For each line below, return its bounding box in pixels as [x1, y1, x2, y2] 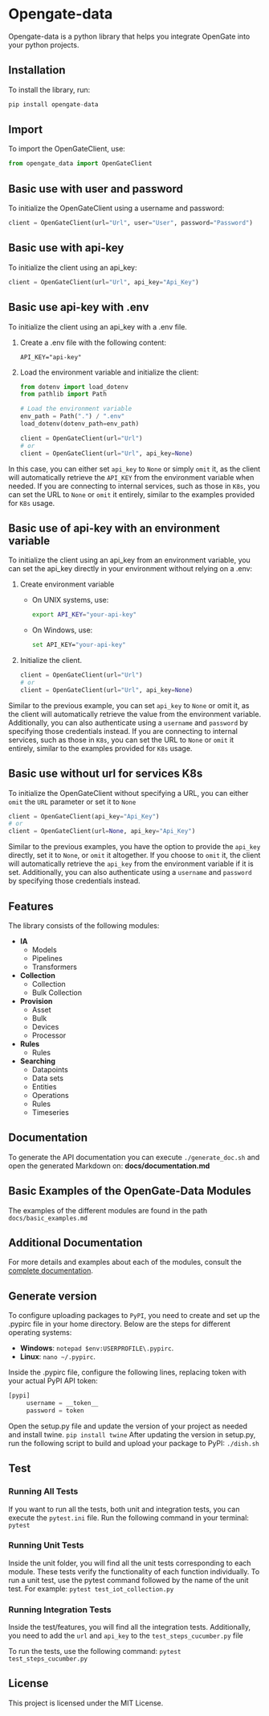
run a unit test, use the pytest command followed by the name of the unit [8, 1575, 249, 1585]
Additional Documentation [8, 1236, 143, 1250]
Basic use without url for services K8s [8, 767, 203, 781]
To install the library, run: [8, 85, 91, 94]
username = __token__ [26, 1399, 99, 1407]
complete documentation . [8, 1266, 94, 1275]
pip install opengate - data [8, 100, 99, 109]
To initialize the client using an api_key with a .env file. [8, 321, 187, 331]
